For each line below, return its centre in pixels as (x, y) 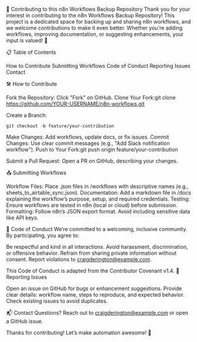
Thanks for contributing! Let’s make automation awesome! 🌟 (79, 333)
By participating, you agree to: (43, 235)
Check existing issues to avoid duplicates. (57, 301)
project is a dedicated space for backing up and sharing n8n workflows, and (98, 22)
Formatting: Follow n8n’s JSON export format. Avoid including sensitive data (98, 211)
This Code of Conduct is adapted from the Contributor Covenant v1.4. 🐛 (93, 271)
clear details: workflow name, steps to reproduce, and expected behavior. (96, 295)
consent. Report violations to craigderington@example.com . (79, 259)
